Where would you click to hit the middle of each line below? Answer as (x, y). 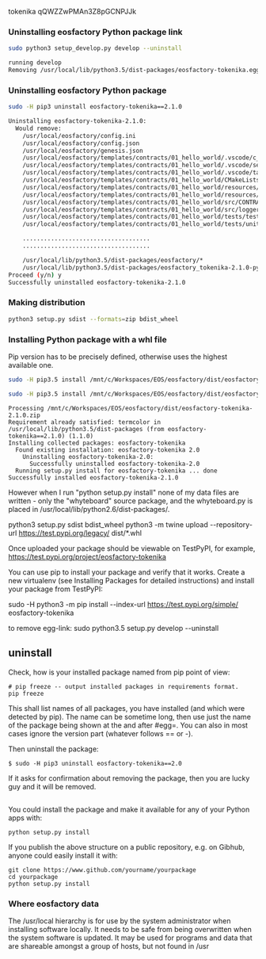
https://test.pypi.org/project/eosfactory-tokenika (87, 556)
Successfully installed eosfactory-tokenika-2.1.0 (93, 478)
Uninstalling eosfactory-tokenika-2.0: (88, 457)
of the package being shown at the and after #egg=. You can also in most (128, 725)
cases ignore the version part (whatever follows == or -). (101, 733)
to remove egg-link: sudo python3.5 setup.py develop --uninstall (114, 628)
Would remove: (38, 128)
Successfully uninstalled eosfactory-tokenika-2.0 (114, 464)
